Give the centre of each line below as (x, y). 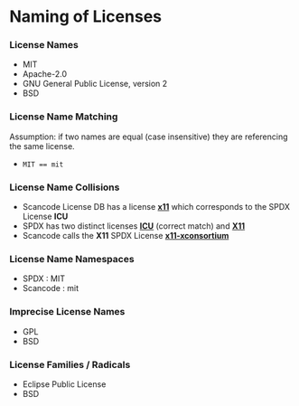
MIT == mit (43, 165)
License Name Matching (64, 117)
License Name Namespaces (72, 259)
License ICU (45, 217)
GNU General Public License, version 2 (95, 84)
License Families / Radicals (70, 364)
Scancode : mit (51, 288)
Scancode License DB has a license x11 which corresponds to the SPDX (156, 207)
